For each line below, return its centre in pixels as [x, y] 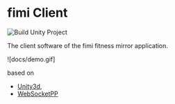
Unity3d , [30, 86]
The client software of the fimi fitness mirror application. [88, 45]
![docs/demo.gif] [31, 59]
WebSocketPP [37, 94]
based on [21, 73]
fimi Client [37, 13]
